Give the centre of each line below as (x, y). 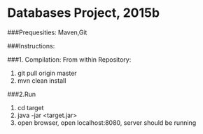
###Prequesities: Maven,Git (47, 32)
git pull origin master (47, 73)
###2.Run (22, 94)
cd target (30, 107)
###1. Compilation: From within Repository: (69, 59)
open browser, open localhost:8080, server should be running (107, 122)
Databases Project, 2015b (83, 13)
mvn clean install (42, 80)
